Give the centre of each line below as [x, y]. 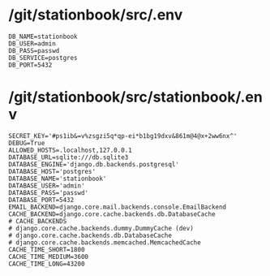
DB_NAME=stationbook [43, 37]
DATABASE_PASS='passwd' [49, 192]
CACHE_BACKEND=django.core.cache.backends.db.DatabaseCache [112, 214]
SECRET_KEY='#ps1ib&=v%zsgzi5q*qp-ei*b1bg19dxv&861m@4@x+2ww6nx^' [123, 136]
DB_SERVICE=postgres [43, 58]
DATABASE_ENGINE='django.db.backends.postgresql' [94, 164]
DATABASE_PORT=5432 [41, 200]
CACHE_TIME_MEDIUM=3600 [49, 257]
